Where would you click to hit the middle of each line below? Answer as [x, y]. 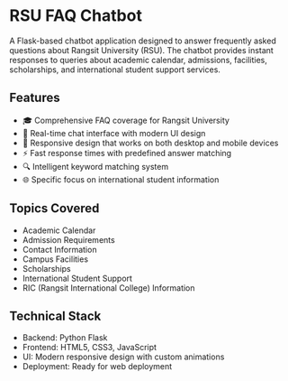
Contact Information [59, 249]
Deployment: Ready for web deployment [97, 367]
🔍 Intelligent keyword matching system [95, 166]
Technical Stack [55, 316]
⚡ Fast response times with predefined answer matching [127, 153]
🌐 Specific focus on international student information [121, 179]
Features [35, 98]
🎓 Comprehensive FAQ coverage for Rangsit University [126, 120]
